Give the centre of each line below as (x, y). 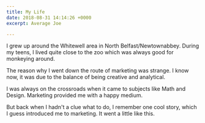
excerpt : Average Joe (34, 23)
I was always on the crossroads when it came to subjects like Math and (96, 89)
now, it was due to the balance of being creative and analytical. (86, 77)
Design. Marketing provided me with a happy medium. (74, 96)
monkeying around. (31, 59)
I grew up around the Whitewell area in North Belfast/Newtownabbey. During (103, 46)
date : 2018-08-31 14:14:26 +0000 (49, 18)
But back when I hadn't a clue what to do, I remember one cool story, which (102, 107)
